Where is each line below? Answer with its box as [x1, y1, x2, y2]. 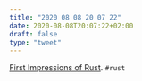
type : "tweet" [9, 37, 63, 47]
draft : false [9, 29, 58, 38]
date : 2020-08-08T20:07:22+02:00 [9, 21, 134, 30]
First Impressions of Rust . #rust [9, 62, 126, 73]
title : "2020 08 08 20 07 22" [9, 12, 122, 22]
